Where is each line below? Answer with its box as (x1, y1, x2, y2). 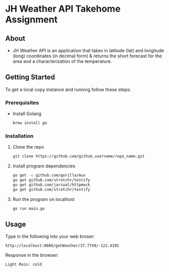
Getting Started (5, 73, 55, 82)
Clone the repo (12, 144, 44, 150)
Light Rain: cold (5, 262, 42, 267)
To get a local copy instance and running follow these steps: (5, 86, 131, 92)
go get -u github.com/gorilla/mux (12, 173, 86, 178)
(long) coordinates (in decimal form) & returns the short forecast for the (12, 53, 162, 59)
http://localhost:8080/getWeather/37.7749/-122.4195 (5, 243, 119, 249)
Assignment (5, 14, 58, 25)
